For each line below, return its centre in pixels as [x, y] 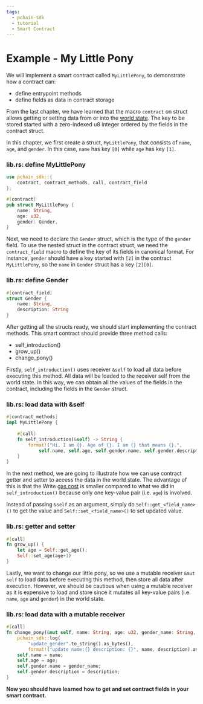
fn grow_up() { [25, 544]
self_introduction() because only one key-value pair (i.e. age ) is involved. [99, 492]
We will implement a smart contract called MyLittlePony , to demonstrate [96, 76]
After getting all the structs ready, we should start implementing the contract [101, 327]
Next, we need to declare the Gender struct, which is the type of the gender [99, 239]
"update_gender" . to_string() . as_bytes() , [81, 644]
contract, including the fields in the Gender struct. [67, 389]
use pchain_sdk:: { [29, 177]
